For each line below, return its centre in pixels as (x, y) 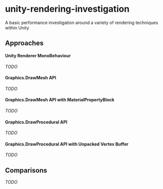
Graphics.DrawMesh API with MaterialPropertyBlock (60, 100)
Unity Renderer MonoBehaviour (38, 55)
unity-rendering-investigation (67, 9)
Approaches (24, 43)
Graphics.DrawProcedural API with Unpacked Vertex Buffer (67, 144)
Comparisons (26, 170)
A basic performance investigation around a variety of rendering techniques (81, 23)
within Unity (17, 27)
